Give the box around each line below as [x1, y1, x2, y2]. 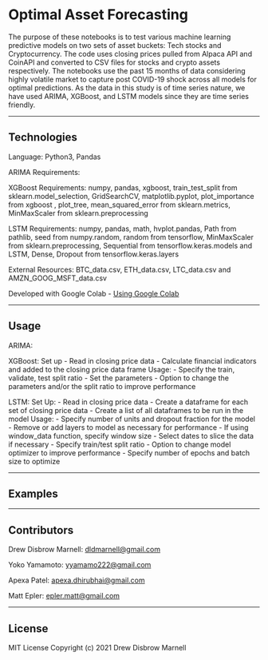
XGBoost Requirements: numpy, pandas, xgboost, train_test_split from [8, 182, 238, 193]
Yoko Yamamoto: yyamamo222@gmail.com [8, 560, 152, 570]
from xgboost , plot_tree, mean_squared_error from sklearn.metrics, [8, 200, 231, 209]
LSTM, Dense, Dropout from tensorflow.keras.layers [8, 249, 179, 259]
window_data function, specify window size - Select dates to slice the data [8, 431, 254, 440]
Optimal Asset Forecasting [8, 6, 189, 24]
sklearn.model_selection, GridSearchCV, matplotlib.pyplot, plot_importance [8, 191, 255, 201]
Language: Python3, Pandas [8, 152, 101, 161]
